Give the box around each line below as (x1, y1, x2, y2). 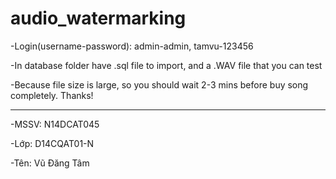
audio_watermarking (10, 7, 187, 30)
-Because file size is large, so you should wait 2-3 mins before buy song (10, 78, 309, 91)
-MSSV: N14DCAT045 (10, 118, 100, 130)
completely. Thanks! (10, 89, 94, 101)
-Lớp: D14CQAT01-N (10, 137, 95, 149)
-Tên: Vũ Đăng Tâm (10, 157, 90, 169)
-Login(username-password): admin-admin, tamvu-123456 (10, 40, 254, 52)
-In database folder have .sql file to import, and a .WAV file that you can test (10, 59, 323, 71)
